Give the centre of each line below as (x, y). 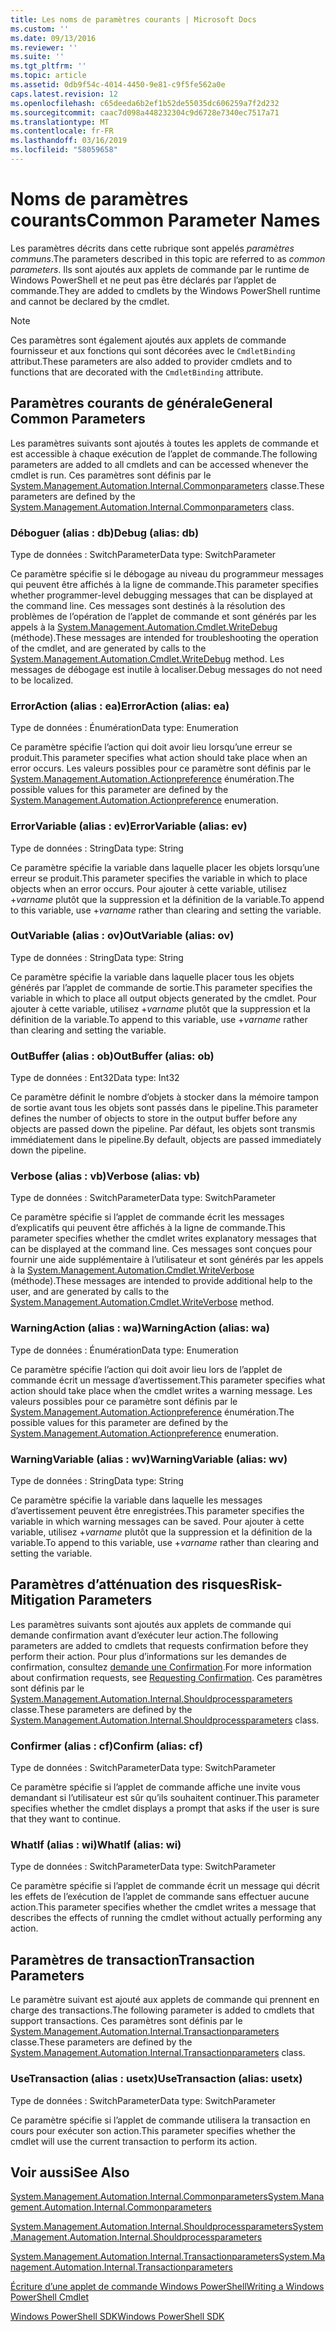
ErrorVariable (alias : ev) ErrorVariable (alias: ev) (129, 826)
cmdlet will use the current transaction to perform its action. (134, 2141)
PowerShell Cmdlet (49, 2297)
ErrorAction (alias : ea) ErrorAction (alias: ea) (120, 706)
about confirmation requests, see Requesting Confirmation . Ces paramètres (166, 1677)
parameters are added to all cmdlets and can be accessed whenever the (159, 464)
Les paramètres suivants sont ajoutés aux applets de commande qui (151, 1624)
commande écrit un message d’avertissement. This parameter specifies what (168, 1380)
